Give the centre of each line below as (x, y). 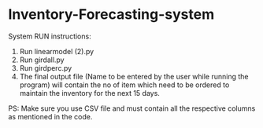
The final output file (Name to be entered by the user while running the (134, 76)
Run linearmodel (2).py (57, 51)
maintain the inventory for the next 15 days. (89, 93)
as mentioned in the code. (50, 116)
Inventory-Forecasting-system (111, 15)
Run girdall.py (42, 60)
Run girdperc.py (46, 68)
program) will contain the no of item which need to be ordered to (124, 85)
